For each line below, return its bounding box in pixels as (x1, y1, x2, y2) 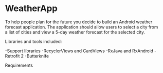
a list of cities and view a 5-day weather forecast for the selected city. (5, 29, 145, 35)
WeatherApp (5, 3, 57, 14)
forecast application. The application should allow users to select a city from (5, 24, 158, 29)
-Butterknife (24, 53, 49, 58)
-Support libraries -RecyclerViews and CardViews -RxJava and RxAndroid (5, 48, 153, 54)
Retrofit (5, 53, 20, 58)
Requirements (5, 62, 33, 68)
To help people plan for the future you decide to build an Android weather (5, 19, 153, 25)
